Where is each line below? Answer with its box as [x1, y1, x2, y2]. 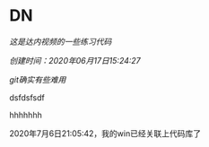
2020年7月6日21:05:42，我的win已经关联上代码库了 [9, 127, 202, 139]
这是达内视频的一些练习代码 [9, 36, 112, 47]
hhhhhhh [9, 109, 42, 120]
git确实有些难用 [9, 73, 66, 85]
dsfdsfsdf [9, 91, 45, 103]
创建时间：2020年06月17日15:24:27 [9, 55, 141, 65]
